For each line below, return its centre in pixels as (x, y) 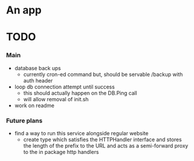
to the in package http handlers (61, 152)
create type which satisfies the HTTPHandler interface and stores (103, 139)
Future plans (24, 121)
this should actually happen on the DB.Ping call (80, 93)
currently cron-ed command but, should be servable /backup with (103, 74)
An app (24, 10)
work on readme (34, 105)
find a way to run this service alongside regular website (81, 133)
